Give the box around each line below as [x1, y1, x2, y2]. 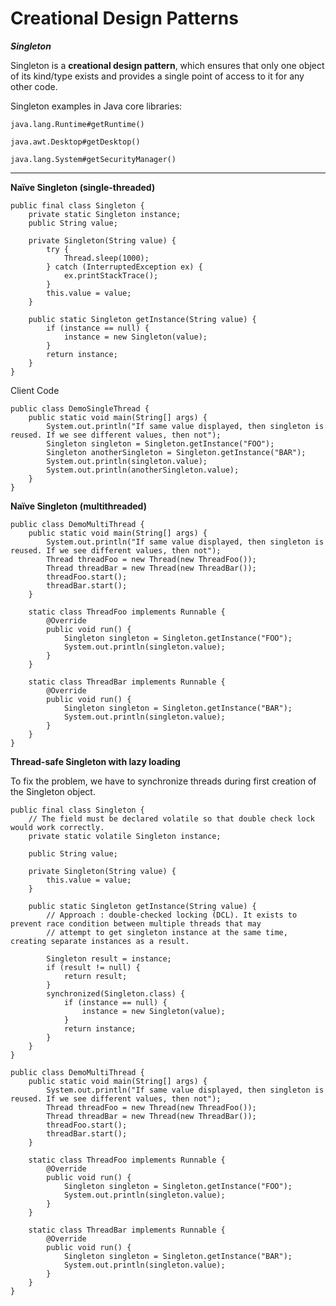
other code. [10, 80, 58, 92]
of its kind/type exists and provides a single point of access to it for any [10, 70, 305, 82]
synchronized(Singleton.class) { [46, 988, 186, 999]
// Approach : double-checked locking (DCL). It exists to [46, 910, 298, 920]
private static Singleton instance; [28, 209, 182, 219]
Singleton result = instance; [46, 953, 172, 964]
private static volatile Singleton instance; [28, 831, 222, 841]
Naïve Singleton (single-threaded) [10, 181, 156, 193]
